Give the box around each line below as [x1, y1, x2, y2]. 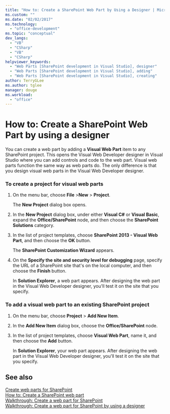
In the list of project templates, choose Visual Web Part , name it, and [12, 332, 157, 338]
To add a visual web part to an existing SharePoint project [5, 301, 150, 308]
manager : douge [5, 87, 37, 93]
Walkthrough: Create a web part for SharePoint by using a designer [5, 402, 145, 408]
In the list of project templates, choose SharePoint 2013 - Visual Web [12, 232, 158, 238]
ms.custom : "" [5, 12, 35, 17]
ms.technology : [5, 21, 37, 27]
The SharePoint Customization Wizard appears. [12, 247, 115, 253]
